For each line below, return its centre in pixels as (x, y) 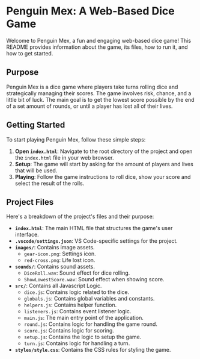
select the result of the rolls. (50, 183)
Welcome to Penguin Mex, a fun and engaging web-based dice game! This (98, 40)
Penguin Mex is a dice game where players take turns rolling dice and (92, 87)
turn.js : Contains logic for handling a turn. (77, 343)
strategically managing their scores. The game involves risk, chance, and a (99, 93)
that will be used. (36, 170)
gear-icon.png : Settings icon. (60, 254)
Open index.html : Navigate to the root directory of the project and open (104, 151)
